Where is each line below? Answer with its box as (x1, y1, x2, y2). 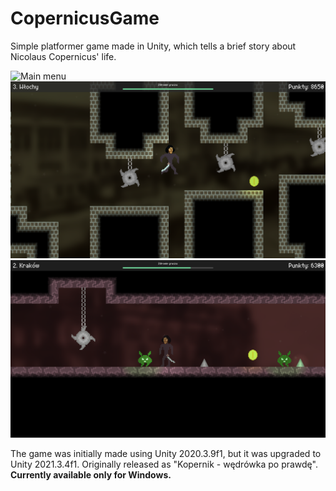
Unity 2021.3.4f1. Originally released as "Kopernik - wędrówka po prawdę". (10, 458, 318, 470)
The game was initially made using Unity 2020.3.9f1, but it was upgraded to (10, 447, 322, 459)
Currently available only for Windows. (10, 468, 172, 481)
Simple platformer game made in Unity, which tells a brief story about (10, 40, 297, 52)
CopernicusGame (10, 7, 160, 30)
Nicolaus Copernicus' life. (10, 50, 117, 62)
